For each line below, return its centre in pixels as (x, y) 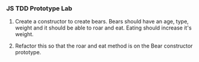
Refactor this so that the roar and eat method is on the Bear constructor (104, 46)
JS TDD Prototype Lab (39, 8)
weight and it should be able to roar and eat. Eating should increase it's (103, 28)
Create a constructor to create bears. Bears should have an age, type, (102, 22)
